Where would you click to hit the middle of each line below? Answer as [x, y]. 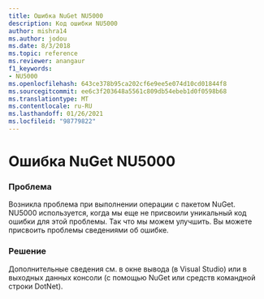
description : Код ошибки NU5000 [63, 23]
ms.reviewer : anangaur [47, 62]
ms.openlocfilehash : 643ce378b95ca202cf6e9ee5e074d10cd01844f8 [118, 83]
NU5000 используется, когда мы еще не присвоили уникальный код [128, 213]
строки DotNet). [36, 286]
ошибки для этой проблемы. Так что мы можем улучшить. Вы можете [130, 222]
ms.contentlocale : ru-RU [50, 106]
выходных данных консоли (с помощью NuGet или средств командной [132, 277]
